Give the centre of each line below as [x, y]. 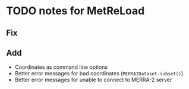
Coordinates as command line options [61, 67]
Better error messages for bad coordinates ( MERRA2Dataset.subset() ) [99, 74]
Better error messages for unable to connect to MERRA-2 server [93, 80]
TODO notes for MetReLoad [75, 11]
